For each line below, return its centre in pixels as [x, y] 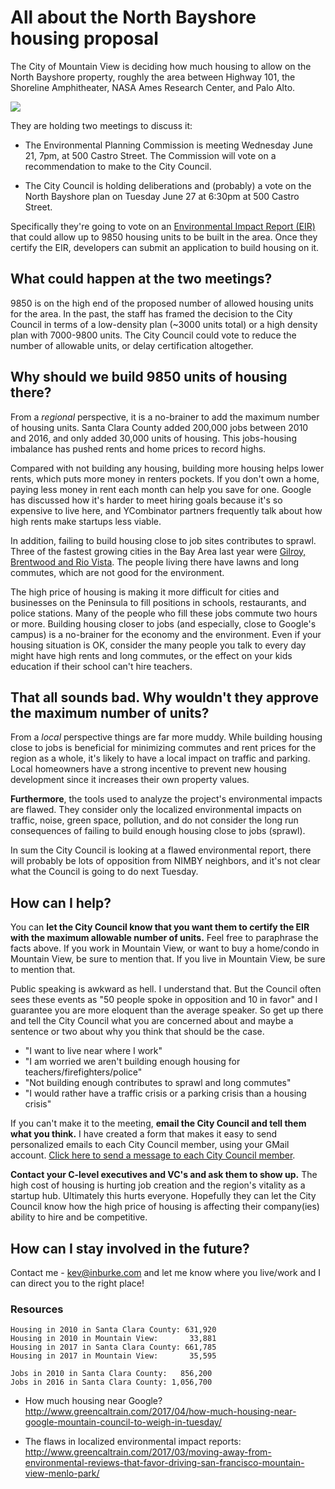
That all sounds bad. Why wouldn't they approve [164, 697]
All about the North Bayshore [133, 17]
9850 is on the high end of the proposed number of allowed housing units [162, 303]
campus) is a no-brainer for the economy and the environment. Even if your [166, 634]
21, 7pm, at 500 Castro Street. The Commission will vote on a [150, 155]
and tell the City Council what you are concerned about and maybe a [152, 1021]
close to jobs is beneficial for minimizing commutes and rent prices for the [163, 748]
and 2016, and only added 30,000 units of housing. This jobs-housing [153, 438]
